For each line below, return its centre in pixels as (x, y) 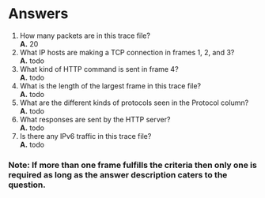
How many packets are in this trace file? (85, 35)
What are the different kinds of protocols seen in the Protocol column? (134, 103)
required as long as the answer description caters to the (118, 174)
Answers (38, 14)
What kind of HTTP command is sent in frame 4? (99, 69)
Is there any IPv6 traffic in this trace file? (85, 136)
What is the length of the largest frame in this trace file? (110, 86)
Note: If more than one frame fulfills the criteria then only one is (132, 165)
